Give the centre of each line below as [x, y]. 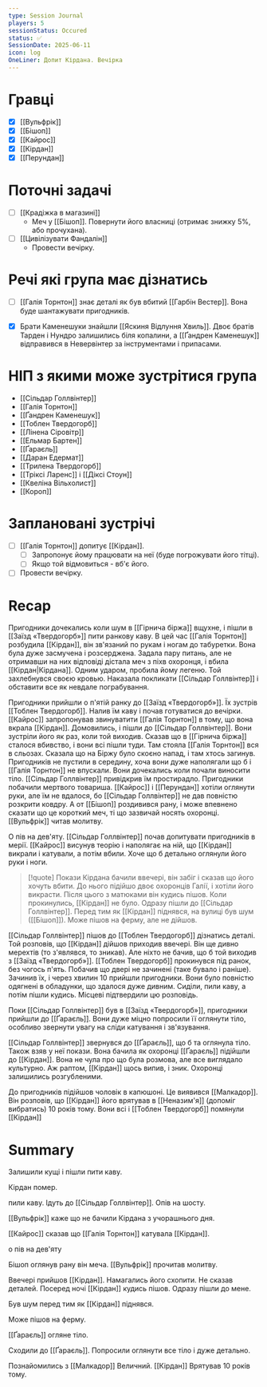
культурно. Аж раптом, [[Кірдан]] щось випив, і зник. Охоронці [116, 1068]
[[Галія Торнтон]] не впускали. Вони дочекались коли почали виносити [130, 770]
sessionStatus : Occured [48, 30]
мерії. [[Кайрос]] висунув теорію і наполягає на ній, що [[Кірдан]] [120, 845]
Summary [41, 1150]
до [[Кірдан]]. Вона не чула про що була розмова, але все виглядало [126, 1060]
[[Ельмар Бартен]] [51, 441]
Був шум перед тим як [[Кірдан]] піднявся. [81, 1304]
